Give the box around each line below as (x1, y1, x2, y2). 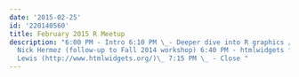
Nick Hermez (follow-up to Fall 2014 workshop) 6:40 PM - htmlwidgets (17, 46, 285, 55)
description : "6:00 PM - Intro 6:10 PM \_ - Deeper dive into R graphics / (9, 37, 293, 47)
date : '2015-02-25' (9, 12, 82, 22)
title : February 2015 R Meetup (9, 29, 125, 38)
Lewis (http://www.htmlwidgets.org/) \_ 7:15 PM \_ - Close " (17, 54, 249, 63)
